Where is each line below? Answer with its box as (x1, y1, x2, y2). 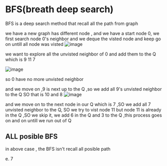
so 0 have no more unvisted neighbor (5, 76, 84, 82)
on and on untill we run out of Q (5, 117, 72, 123)
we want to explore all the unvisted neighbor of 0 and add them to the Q (5, 51, 156, 57)
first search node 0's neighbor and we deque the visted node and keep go (5, 36, 161, 42)
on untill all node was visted (5, 41, 64, 47)
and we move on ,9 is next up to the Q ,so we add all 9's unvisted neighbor (5, 86, 162, 92)
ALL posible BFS (5, 132, 58, 141)
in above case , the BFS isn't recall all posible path (5, 146, 111, 152)
